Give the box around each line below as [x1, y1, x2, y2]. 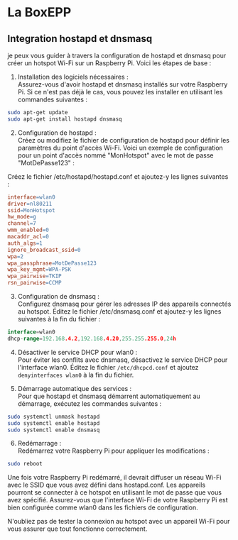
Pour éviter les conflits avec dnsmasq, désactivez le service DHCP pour [17, 356, 228, 364]
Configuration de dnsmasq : [17, 292, 99, 300]
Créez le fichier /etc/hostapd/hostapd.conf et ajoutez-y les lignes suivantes [7, 172, 229, 181]
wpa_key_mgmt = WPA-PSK [7, 266, 72, 273]
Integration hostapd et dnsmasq [7, 33, 153, 45]
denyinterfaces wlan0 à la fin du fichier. [17, 370, 134, 379]
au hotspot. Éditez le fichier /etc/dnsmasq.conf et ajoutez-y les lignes [17, 307, 222, 316]
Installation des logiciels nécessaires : [17, 72, 129, 81]
